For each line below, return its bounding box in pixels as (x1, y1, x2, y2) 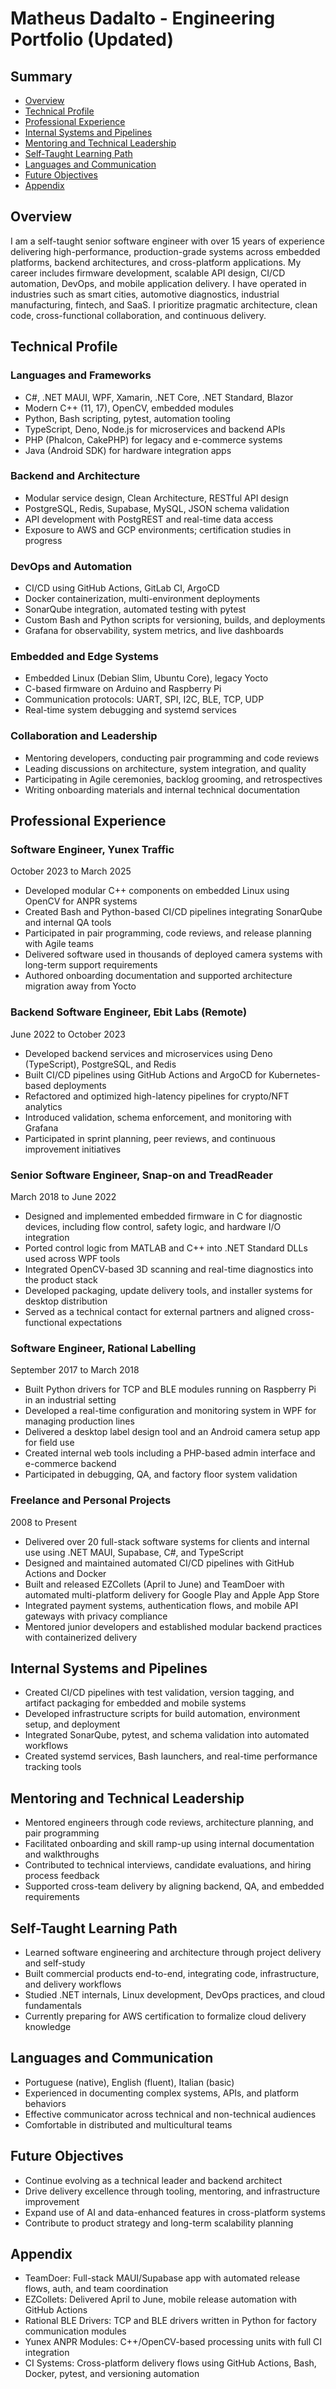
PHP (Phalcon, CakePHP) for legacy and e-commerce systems (24, 433, 283, 446)
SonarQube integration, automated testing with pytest (24, 603, 247, 616)
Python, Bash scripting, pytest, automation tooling (24, 412, 231, 424)
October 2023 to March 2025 (10, 865, 132, 877)
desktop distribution (24, 1295, 108, 1307)
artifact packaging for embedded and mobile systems (24, 1697, 247, 1709)
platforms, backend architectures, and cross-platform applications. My (10, 256, 302, 268)
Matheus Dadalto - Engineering (10, 7, 276, 30)
